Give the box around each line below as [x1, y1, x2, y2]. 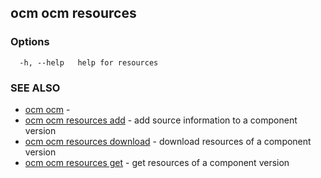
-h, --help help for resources [19, 57, 159, 68]
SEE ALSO [10, 81, 61, 95]
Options [10, 35, 50, 49]
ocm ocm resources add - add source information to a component [24, 114, 298, 126]
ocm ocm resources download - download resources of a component [24, 135, 312, 147]
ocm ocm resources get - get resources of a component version [24, 156, 290, 168]
